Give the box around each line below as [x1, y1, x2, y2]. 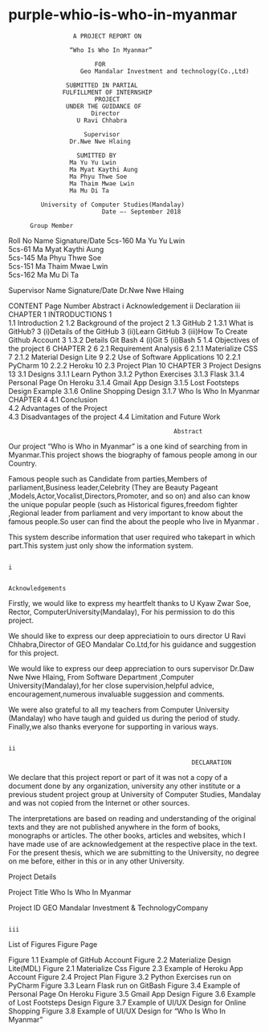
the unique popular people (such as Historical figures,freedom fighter [8, 499, 238, 509]
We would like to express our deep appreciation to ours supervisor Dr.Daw [8, 664, 255, 673]
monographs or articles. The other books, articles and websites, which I [8, 831, 247, 840]
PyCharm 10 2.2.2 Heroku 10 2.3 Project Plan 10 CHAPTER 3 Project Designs [8, 360, 262, 370]
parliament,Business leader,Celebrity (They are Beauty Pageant [8, 482, 218, 492]
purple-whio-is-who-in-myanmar [8, 6, 238, 24]
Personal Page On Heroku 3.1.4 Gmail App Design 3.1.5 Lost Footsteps [8, 377, 239, 387]
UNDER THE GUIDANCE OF [65, 102, 142, 110]
